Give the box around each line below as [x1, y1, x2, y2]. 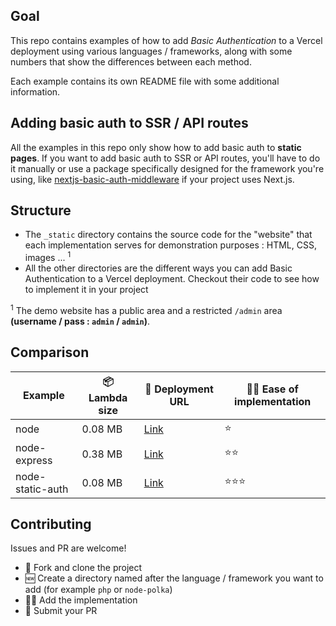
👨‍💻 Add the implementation [24, 594, 138, 606]
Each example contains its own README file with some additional [10, 75, 280, 87]
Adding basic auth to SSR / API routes [10, 115, 249, 132]
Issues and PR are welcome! [10, 542, 127, 554]
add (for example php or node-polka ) [24, 584, 173, 596]
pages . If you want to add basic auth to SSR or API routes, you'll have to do [10, 152, 321, 164]
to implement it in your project [24, 284, 149, 296]
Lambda [88, 390, 128, 404]
